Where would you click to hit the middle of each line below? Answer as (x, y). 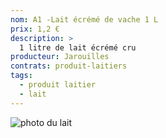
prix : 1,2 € (35, 29)
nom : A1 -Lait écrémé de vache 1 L (84, 19)
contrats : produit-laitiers (69, 66)
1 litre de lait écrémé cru (78, 47)
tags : (21, 76)
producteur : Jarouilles (60, 57)
